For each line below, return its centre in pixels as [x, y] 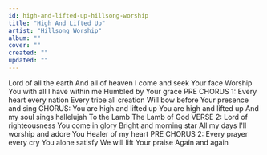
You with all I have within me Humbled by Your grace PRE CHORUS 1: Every [133, 91]
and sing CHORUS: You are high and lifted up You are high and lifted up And [133, 108]
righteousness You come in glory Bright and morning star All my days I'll [127, 125]
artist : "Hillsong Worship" [55, 30]
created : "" [28, 53]
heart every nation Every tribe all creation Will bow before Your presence [129, 100]
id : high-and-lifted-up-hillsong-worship [79, 16]
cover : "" [25, 46]
